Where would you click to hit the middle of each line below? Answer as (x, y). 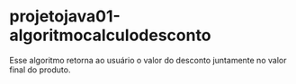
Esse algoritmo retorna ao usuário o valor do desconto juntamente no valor (148, 60)
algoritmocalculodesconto (110, 35)
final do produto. (40, 70)
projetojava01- (65, 17)
